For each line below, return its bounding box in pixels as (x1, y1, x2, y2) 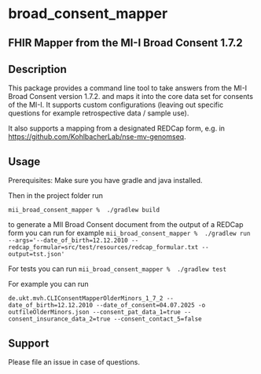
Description (8, 62, 67, 75)
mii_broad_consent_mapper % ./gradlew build (8, 206, 160, 214)
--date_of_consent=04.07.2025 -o (95, 302, 206, 310)
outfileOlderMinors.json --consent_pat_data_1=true (8, 308, 181, 317)
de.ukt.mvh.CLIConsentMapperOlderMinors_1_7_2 (8, 295, 164, 302)
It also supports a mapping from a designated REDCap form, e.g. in (8, 123, 226, 134)
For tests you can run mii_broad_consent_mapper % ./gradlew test (8, 264, 226, 273)
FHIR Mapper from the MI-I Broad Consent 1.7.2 (8, 36, 244, 49)
